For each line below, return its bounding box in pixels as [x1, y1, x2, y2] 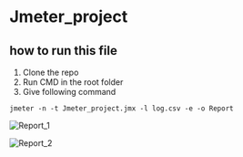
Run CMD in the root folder [22, 77, 124, 88]
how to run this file [9, 43, 118, 58]
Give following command [22, 87, 116, 97]
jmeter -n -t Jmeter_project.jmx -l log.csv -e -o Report [9, 104, 234, 113]
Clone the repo [22, 67, 79, 78]
